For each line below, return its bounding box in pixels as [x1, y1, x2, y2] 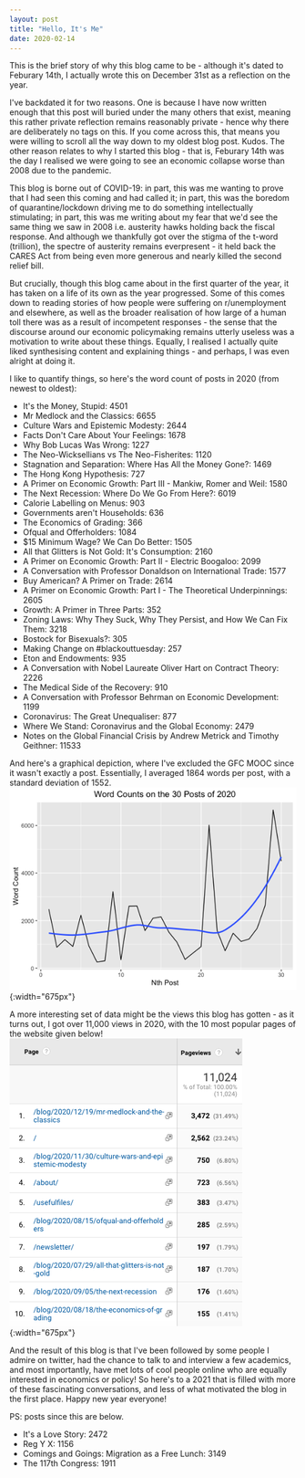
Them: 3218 [22, 624, 68, 634]
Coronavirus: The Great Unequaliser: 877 [22, 711, 178, 722]
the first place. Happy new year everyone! [9, 1393, 167, 1405]
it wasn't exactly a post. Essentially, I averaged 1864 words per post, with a [9, 768, 291, 779]
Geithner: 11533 [22, 740, 82, 751]
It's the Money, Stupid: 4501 [22, 401, 128, 412]
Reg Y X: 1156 [22, 1439, 75, 1450]
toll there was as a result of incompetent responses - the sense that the [9, 317, 278, 328]
